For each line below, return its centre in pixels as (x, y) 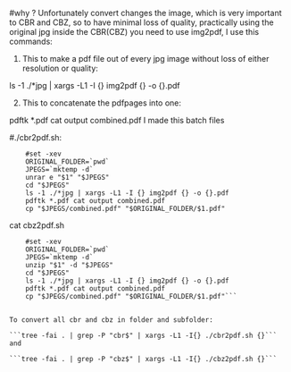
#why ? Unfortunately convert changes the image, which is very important (145, 13)
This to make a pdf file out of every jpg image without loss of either (145, 59)
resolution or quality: (60, 68)
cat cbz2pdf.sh (37, 225)
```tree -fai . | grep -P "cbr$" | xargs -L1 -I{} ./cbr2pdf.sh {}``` (143, 335)
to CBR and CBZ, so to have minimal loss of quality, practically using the (141, 22)
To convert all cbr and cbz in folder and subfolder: (112, 320)
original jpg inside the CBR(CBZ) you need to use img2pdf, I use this (134, 32)
